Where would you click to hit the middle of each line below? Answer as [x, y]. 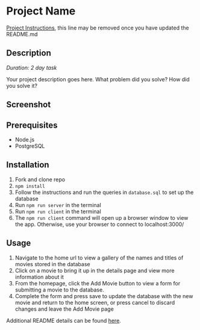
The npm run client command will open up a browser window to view [102, 217]
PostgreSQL [30, 146]
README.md [22, 34]
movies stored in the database [52, 264]
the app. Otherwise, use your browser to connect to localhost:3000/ [99, 224]
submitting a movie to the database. [59, 290]
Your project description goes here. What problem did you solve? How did [98, 79]
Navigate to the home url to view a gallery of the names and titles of [99, 258]
